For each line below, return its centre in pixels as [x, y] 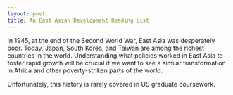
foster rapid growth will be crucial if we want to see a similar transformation [117, 63]
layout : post [26, 14]
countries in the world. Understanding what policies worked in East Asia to [115, 55]
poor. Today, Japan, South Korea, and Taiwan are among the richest [106, 48]
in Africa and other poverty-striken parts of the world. [85, 70]
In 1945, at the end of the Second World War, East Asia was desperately [111, 40]
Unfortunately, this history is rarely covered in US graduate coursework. [112, 84]
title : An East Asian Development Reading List [78, 20]
